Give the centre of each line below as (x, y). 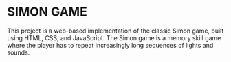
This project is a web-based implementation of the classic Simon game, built (115, 31)
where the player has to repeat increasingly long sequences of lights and (110, 45)
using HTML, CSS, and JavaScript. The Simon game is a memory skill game (114, 37)
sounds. (19, 52)
